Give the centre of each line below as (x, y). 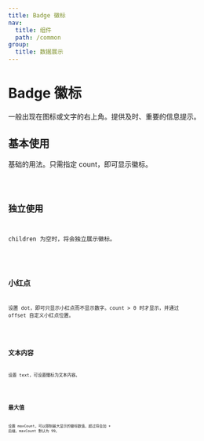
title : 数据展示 (40, 52)
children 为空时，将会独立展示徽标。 (62, 239)
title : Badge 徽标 (37, 15)
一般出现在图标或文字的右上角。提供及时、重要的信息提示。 (104, 116)
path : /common (38, 37)
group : (19, 45)
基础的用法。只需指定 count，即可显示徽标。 (80, 164)
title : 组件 (34, 30)
